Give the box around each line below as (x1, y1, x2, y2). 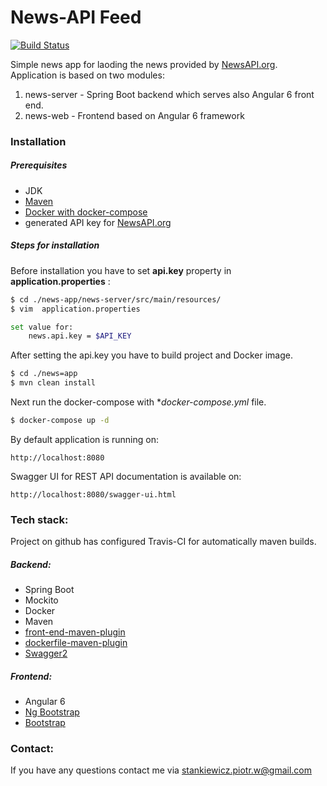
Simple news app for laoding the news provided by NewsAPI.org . (10, 58, 278, 70)
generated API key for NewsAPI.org (24, 216, 172, 228)
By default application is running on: (10, 433, 159, 445)
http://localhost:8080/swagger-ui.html (10, 489, 177, 500)
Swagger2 (24, 647, 68, 660)
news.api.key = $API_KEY (28, 331, 132, 341)
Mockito (24, 594, 59, 606)
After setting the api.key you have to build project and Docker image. (10, 349, 293, 361)
